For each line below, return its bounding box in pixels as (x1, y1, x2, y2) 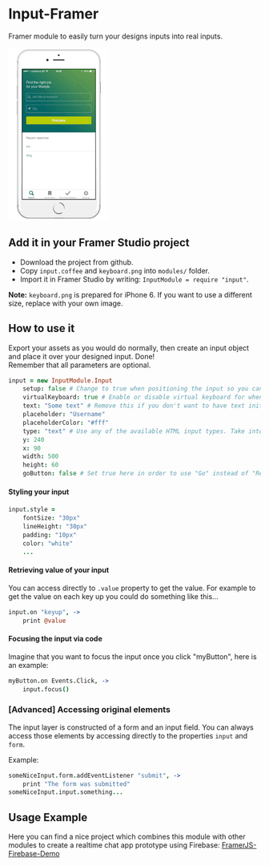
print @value (22, 617, 66, 625)
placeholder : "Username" (22, 411, 106, 419)
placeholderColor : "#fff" (22, 419, 110, 427)
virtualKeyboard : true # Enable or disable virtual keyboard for (22, 394, 246, 402)
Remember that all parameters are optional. (8, 360, 151, 370)
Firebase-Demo (8, 849, 60, 859)
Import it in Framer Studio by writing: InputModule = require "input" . (19, 274, 249, 284)
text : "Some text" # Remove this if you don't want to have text (22, 402, 246, 410)
